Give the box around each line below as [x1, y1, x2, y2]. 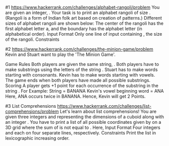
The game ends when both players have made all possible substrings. [5, 78, 150, 83]
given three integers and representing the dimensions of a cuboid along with [5, 114, 164, 120]
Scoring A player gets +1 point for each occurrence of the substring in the [5, 83, 159, 89]
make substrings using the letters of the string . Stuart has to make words [5, 66, 158, 72]
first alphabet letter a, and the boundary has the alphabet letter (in [5, 26, 142, 32]
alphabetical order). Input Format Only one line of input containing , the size [5, 31, 162, 37]
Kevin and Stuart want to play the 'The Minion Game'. [5, 51, 116, 57]
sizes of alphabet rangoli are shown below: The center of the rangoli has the [5, 20, 164, 26]
